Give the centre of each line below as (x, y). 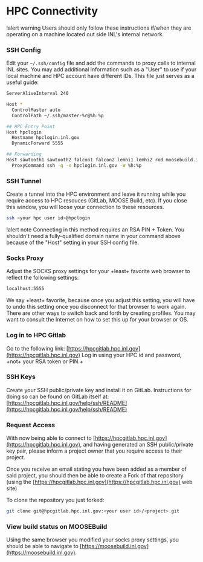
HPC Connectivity (52, 11)
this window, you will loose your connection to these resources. (85, 207)
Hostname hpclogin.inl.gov (46, 138)
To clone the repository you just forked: (55, 500)
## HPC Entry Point (31, 126)
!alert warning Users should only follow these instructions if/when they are (99, 28)
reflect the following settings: (43, 278)
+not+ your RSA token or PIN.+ (45, 361)
